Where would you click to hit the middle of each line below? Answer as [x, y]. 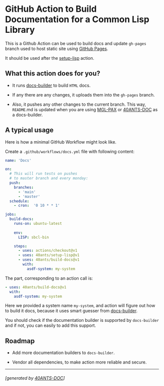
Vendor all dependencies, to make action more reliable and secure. [79, 362]
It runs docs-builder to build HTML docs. [51, 85]
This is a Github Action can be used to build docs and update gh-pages [76, 43]
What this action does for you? [53, 74]
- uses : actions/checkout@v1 [48, 251]
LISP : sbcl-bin [33, 237]
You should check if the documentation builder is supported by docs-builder [82, 320]
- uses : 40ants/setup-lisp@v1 [49, 255]
